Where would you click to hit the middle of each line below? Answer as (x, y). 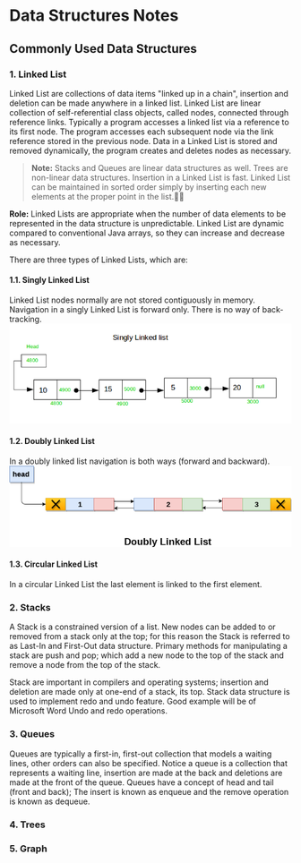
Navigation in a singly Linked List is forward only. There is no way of (135, 310)
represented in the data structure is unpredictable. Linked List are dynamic (147, 223)
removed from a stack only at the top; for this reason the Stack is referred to (150, 637)
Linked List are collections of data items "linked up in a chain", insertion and (149, 93)
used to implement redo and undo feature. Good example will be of (133, 701)
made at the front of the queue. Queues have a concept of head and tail (142, 782)
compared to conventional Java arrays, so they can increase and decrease (147, 233)
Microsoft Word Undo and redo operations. (89, 711)
